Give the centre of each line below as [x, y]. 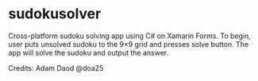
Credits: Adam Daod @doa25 [56, 67]
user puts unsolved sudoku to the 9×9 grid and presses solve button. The [129, 44]
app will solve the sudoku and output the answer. [89, 52]
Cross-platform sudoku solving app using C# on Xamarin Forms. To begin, [130, 36]
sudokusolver [55, 14]
